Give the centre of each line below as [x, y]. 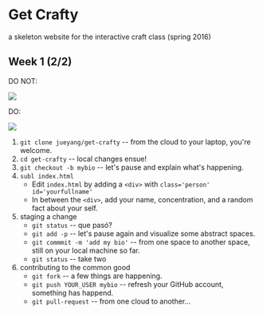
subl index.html [47, 176]
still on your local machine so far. [86, 250]
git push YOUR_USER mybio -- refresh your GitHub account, [128, 284]
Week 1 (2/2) [40, 62]
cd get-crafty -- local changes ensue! [83, 159]
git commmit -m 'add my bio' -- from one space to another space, [141, 241]
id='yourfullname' [62, 192]
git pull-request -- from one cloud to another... [111, 301]
